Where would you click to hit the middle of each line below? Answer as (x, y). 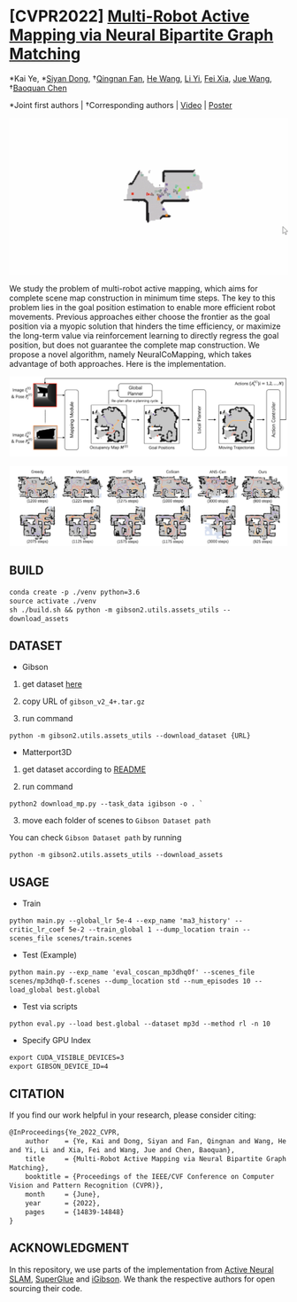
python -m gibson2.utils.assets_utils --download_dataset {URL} (130, 736)
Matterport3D (47, 752)
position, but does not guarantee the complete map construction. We (135, 345)
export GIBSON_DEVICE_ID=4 (59, 1067)
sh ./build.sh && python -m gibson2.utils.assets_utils (114, 610)
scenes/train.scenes (94, 939)
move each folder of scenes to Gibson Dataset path (116, 821)
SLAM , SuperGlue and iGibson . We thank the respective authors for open (142, 1279)
